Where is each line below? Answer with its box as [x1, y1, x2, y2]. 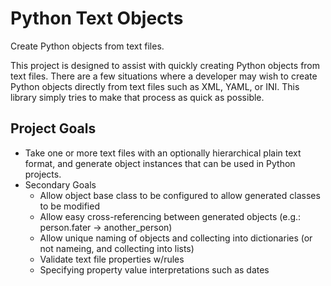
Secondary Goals [24, 178, 97, 191]
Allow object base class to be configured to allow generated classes [39, 189, 321, 201]
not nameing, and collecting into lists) [39, 242, 195, 254]
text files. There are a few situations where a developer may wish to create [10, 70, 318, 82]
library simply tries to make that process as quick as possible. [10, 91, 265, 103]
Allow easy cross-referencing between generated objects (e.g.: [39, 210, 302, 222]
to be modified [39, 200, 100, 212]
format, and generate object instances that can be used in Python [24, 157, 296, 169]
